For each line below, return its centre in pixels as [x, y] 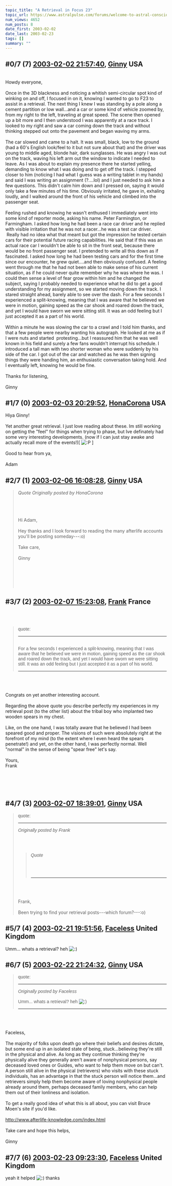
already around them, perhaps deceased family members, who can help [81, 1087]
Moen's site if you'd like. [31, 1109]
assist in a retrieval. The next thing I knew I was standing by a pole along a [84, 104]
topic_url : [17, 15]
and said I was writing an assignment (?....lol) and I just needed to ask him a [85, 180]
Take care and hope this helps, [38, 1131]
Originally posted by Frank [44, 830]
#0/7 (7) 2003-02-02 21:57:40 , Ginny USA [74, 64]
